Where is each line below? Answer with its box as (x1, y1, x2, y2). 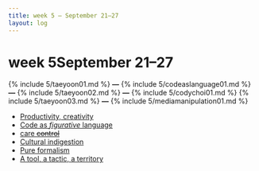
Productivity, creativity (19, 112, 94, 122)
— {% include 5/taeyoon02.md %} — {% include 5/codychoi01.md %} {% (8, 88, 249, 98)
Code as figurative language (19, 120, 113, 130)
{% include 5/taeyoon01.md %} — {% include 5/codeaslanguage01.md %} (8, 80, 252, 89)
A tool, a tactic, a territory (19, 154, 104, 164)
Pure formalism (19, 146, 70, 155)
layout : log (8, 19, 48, 27)
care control (19, 129, 60, 138)
